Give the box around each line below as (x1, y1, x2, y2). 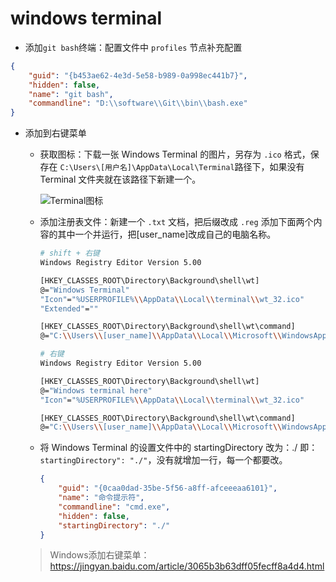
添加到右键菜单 (24, 127, 87, 139)
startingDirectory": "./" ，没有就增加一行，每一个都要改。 (39, 454, 288, 466)
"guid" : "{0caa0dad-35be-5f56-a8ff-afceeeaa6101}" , (58, 483, 278, 494)
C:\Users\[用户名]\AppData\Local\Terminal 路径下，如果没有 (59, 161, 305, 173)
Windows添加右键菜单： (49, 549, 150, 561)
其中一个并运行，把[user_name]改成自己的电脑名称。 (57, 228, 277, 241)
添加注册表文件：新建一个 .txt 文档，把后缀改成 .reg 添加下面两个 (39, 216, 314, 228)
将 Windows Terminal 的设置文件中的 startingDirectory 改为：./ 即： (39, 442, 318, 454)
